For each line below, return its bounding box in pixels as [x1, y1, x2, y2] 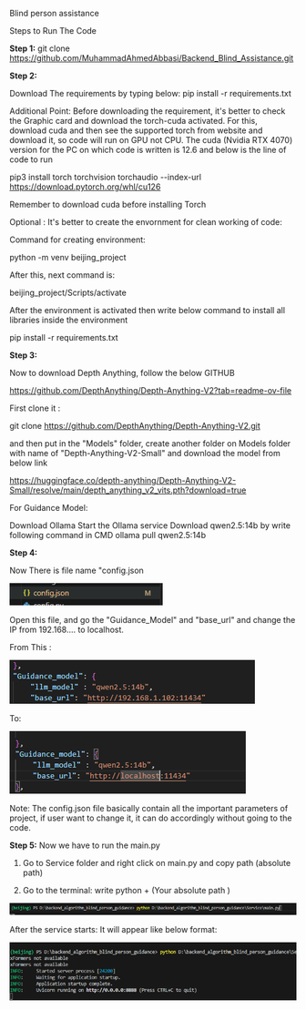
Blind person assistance [9, 8, 100, 18]
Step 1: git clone [9, 43, 71, 54]
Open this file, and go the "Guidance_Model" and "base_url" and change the [9, 615, 296, 625]
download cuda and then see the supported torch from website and [9, 125, 263, 136]
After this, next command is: [9, 270, 116, 281]
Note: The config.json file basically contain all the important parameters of [9, 803, 289, 813]
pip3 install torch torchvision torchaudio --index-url [9, 172, 202, 182]
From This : [9, 642, 52, 652]
